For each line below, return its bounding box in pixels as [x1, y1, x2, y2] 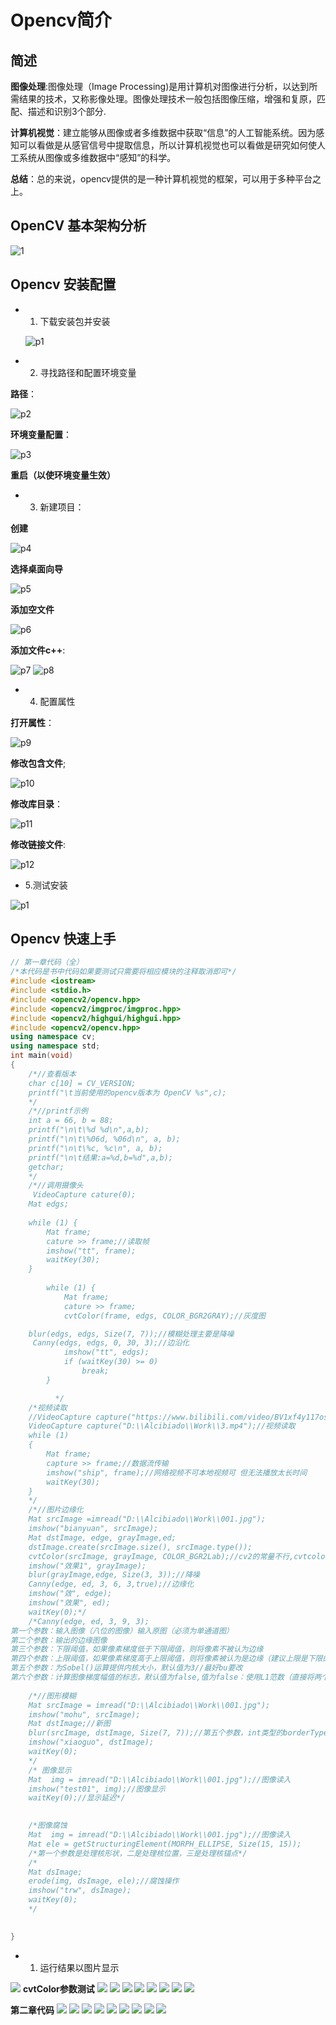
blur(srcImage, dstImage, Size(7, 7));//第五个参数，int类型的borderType [28, 1728, 328, 1738]
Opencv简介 [10, 9, 113, 32]
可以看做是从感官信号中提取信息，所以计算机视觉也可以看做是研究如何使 [18, 139, 317, 151]
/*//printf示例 [28, 1106, 89, 1116]
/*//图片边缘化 [28, 1505, 84, 1515]
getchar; [28, 1162, 65, 1172]
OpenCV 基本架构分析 [10, 217, 147, 235]
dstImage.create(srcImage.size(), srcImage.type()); [28, 1542, 253, 1552]
